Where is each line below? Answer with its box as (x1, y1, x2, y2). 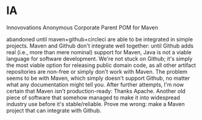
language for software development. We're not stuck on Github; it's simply (6, 55, 193, 62)
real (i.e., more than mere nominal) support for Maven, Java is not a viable (6, 48, 192, 55)
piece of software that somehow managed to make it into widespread (6, 94, 181, 101)
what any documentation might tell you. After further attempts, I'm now (6, 80, 184, 88)
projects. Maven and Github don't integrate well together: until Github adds (6, 42, 193, 49)
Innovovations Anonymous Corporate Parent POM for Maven (6, 24, 158, 31)
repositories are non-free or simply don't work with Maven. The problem (6, 68, 187, 75)
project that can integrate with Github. (6, 107, 102, 114)
